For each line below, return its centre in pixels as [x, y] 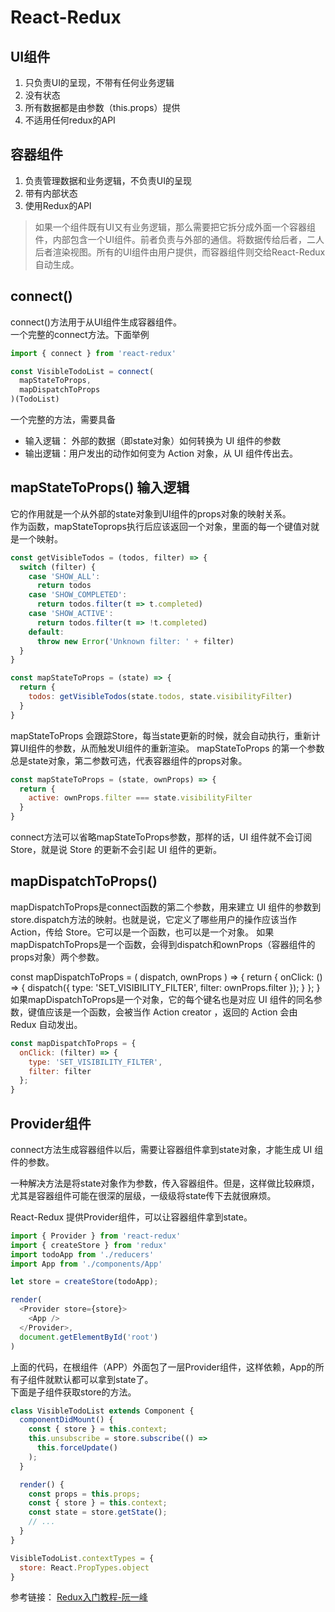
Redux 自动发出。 [46, 1024]
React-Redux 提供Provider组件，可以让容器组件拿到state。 [131, 1217]
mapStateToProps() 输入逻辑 [100, 487]
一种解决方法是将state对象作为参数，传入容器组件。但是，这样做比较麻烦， [165, 1183]
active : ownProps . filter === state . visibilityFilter [140, 798]
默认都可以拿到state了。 [103, 1379]
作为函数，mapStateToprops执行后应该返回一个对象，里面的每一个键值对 [161, 526]
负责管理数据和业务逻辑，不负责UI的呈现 [108, 180]
